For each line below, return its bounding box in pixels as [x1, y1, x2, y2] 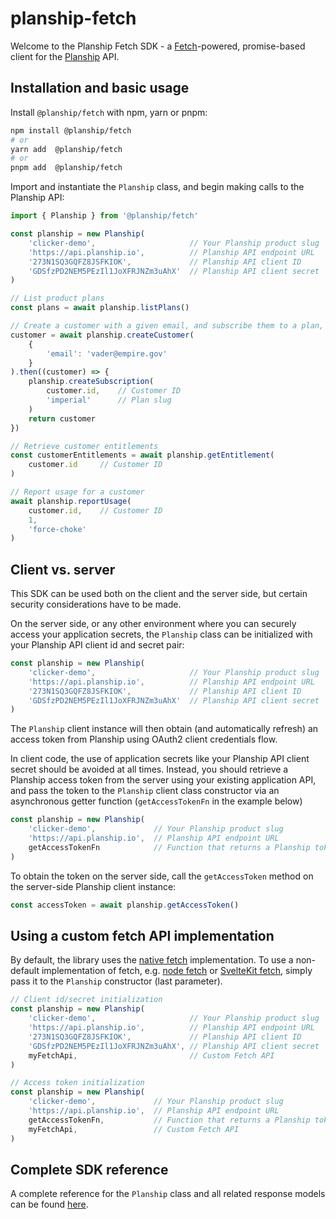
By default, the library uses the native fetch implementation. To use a [10, 954, 294, 966]
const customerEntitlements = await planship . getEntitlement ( [10, 450, 275, 461]
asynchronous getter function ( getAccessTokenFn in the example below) [10, 795, 303, 807]
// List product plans [10, 293, 105, 304]
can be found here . [10, 1198, 89, 1211]
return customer [28, 413, 97, 424]
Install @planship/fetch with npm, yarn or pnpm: [10, 106, 208, 118]
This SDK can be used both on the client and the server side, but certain [10, 588, 308, 600]
